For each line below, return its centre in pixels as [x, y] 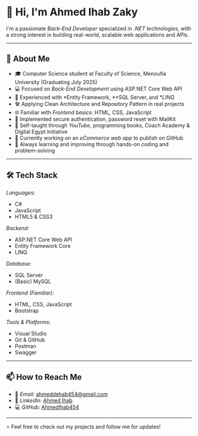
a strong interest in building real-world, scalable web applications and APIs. [98, 34]
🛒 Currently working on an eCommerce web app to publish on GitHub [99, 138]
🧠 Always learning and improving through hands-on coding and [92, 144]
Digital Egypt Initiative [41, 131]
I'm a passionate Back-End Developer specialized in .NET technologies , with [99, 28]
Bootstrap [27, 311]
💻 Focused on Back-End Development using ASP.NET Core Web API [98, 89]
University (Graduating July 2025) [56, 82]
